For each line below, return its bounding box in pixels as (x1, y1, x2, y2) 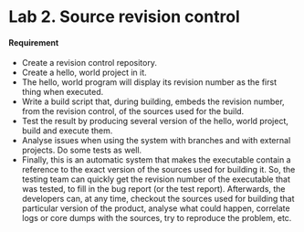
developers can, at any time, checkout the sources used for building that (21, 194, 295, 205)
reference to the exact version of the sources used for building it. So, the (21, 164, 296, 175)
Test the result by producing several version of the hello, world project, (21, 116, 289, 127)
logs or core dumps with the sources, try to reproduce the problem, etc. (21, 213, 292, 224)
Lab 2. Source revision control (8, 6, 241, 27)
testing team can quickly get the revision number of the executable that (21, 174, 291, 185)
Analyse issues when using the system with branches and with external (21, 135, 291, 146)
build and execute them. (21, 125, 113, 136)
